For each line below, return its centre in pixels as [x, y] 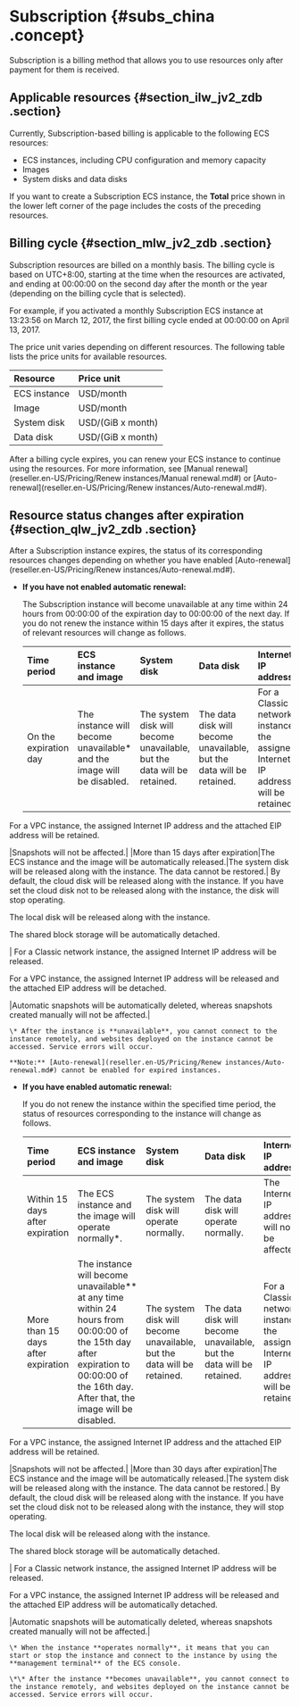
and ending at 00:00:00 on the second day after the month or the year [138, 284]
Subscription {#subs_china [112, 17]
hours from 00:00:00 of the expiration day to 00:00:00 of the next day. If [156, 614]
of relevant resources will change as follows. [104, 633]
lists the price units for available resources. [88, 356]
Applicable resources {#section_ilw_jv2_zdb [136, 98]
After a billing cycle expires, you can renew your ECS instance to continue [145, 459]
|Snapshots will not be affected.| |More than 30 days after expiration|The [143, 1469]
